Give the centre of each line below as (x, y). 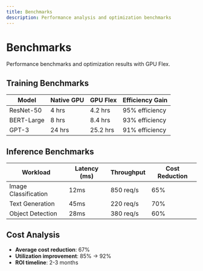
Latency (86, 169)
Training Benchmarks (48, 83)
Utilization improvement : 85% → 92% (63, 256)
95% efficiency (145, 111)
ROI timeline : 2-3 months (47, 262)
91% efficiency (145, 130)
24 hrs (60, 130)
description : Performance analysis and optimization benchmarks (89, 18)
